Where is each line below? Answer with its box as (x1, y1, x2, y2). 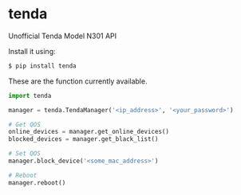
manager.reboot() (8, 178, 66, 187)
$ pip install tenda (8, 61, 77, 70)
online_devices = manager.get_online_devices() (8, 128, 170, 136)
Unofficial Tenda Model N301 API (8, 31, 117, 41)
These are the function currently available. (8, 76, 148, 86)
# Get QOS (8, 120, 41, 128)
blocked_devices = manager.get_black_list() (8, 135, 159, 143)
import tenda (8, 92, 52, 99)
